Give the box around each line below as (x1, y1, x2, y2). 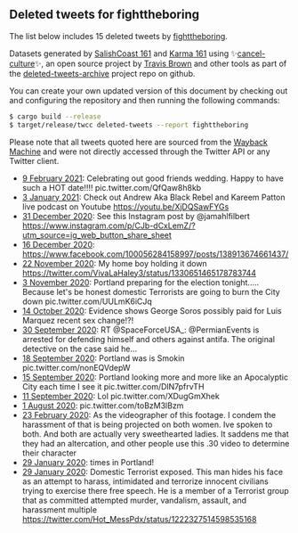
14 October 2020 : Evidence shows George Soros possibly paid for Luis (21, 305, 282, 316)
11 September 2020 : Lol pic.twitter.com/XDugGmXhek (21, 390, 220, 401)
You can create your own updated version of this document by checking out (9, 85, 288, 96)
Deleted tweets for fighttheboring (9, 7, 200, 22)
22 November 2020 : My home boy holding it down (21, 258, 207, 268)
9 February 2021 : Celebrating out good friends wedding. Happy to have (21, 173, 285, 184)
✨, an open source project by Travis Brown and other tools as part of (34, 58, 287, 69)
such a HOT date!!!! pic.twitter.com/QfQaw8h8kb (21, 182, 202, 193)
